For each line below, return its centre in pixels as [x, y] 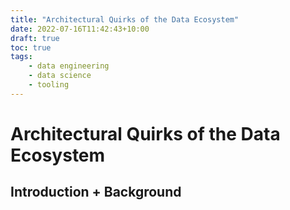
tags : [21, 57]
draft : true [35, 38]
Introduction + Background [96, 192]
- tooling [49, 85]
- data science [60, 76]
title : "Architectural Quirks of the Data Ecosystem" [125, 19]
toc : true [31, 47]
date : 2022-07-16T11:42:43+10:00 [80, 29]
